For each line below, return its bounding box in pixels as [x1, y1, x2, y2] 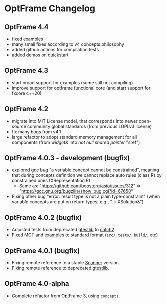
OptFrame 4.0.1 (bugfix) [4, 246, 80, 255]
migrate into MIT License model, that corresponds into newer [11, 118, 138, 124]
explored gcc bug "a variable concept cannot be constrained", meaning [11, 167, 159, 173]
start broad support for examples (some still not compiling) [11, 79, 133, 85]
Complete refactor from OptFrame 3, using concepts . [11, 293, 120, 299]
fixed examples [11, 36, 43, 42]
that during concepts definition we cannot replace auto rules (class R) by [11, 172, 162, 178]
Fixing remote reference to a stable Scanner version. [11, 260, 120, 266]
